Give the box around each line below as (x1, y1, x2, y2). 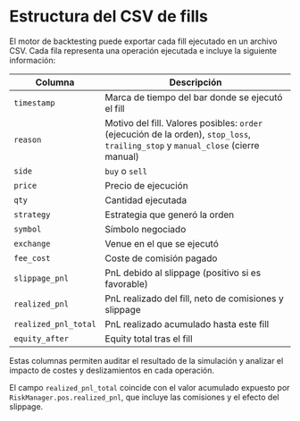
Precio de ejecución (104, 179, 189, 191)
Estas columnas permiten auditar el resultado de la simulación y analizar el (9, 355, 284, 366)
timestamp (13, 97, 55, 108)
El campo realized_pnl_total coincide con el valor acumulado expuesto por (9, 382, 290, 392)
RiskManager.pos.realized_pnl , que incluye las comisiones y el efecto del (9, 392, 279, 402)
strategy (13, 209, 51, 220)
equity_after (13, 333, 70, 343)
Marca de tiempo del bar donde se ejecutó (104, 91, 283, 104)
